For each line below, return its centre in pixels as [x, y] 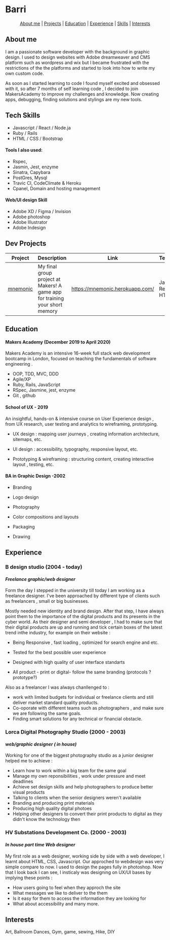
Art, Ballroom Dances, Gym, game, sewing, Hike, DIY [60, 932]
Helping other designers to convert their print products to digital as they [88, 814]
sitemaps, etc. [27, 439]
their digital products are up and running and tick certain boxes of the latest [84, 627]
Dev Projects [26, 243]
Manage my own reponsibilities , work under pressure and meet [79, 776]
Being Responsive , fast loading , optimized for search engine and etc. [86, 642]
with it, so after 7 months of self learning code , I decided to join [72, 89]
